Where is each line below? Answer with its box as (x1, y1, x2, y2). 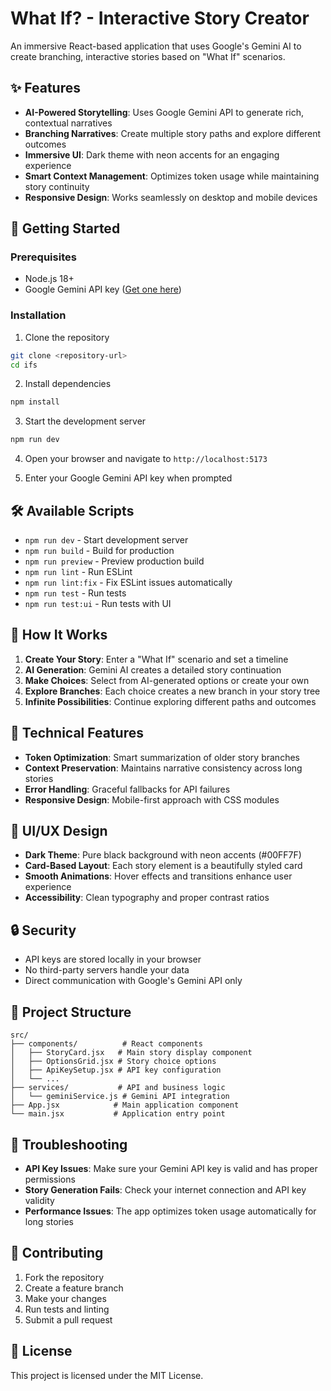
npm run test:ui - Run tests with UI (24, 598, 172, 610)
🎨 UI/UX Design (10, 823, 108, 840)
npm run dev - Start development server (24, 534, 189, 546)
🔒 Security (10, 922, 77, 939)
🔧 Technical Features (10, 725, 144, 742)
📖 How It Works (10, 627, 108, 644)
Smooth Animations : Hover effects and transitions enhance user (24, 870, 293, 882)
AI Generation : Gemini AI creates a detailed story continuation (24, 663, 282, 676)
